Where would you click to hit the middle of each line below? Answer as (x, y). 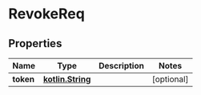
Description (121, 66)
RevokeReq (47, 14)
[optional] (170, 79)
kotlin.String (67, 79)
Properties (35, 44)
